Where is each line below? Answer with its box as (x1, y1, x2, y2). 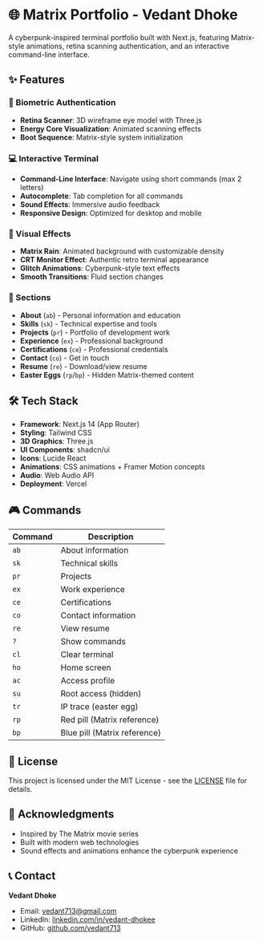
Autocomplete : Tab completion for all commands (19, 191, 184, 201)
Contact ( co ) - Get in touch (19, 353, 110, 363)
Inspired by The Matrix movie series (19, 829, 139, 838)
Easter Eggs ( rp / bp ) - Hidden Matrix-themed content (19, 370, 194, 379)
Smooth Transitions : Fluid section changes (19, 272, 164, 282)
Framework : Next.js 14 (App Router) (19, 420, 140, 429)
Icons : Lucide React (19, 453, 87, 463)
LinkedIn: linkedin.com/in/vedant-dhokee (19, 915, 156, 924)
